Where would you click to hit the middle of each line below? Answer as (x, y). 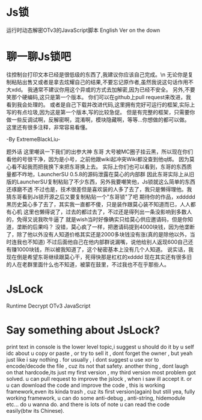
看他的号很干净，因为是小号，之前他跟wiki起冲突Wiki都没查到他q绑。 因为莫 (100, 159)
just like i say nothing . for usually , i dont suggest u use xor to (83, 359)
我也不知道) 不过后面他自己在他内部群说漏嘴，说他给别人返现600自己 (102, 242)
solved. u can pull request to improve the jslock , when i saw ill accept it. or (99, 378)
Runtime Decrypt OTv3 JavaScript (48, 306)
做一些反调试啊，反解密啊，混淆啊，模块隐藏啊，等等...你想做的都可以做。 (98, 119)
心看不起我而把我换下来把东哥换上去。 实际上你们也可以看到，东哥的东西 (96, 167)
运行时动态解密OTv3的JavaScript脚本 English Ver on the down (83, 30)
